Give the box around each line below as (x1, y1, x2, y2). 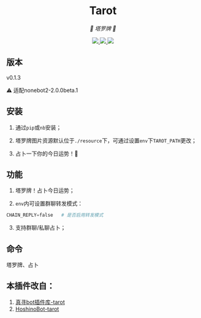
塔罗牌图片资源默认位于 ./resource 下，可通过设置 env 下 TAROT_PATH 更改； (15, 136, 197, 144)
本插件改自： (6, 281, 55, 292)
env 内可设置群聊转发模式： (15, 200, 83, 207)
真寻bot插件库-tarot (15, 298, 66, 306)
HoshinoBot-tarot (15, 305, 59, 312)
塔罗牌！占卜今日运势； (15, 187, 75, 194)
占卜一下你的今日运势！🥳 (15, 150, 78, 157)
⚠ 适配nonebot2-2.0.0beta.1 (6, 87, 78, 94)
